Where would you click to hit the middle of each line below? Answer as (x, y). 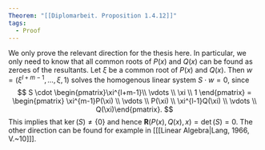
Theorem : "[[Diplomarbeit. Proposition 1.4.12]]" (93, 16)
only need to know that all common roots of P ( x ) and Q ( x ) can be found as (131, 61)
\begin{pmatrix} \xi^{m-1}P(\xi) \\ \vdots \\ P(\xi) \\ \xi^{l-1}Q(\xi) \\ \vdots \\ (135, 101)
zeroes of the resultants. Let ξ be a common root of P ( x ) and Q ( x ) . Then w (130, 70)
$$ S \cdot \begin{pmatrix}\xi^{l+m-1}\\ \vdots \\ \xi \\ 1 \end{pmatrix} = (135, 93)
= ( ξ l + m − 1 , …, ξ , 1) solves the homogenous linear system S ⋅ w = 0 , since (129, 79)
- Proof (28, 30)
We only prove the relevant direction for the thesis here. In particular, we (127, 53)
